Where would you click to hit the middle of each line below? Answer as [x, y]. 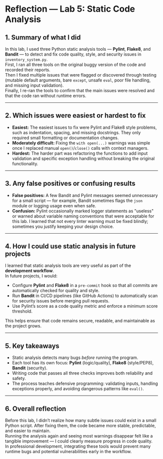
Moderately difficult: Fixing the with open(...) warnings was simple [81, 143]
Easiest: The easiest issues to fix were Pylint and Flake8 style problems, [84, 127]
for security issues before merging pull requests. [61, 301]
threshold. [22, 311]
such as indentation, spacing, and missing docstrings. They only [76, 132]
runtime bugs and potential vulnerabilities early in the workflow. [68, 452]
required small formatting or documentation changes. [65, 138]
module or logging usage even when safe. [54, 205]
